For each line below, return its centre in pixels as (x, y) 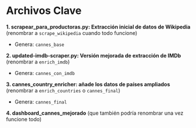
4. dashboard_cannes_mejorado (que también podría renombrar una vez (95, 113)
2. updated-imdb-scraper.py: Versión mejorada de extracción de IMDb (94, 55)
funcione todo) (24, 119)
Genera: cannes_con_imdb (44, 73)
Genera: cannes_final (41, 102)
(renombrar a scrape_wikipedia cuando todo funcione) (72, 33)
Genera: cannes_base (39, 44)
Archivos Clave (44, 11)
